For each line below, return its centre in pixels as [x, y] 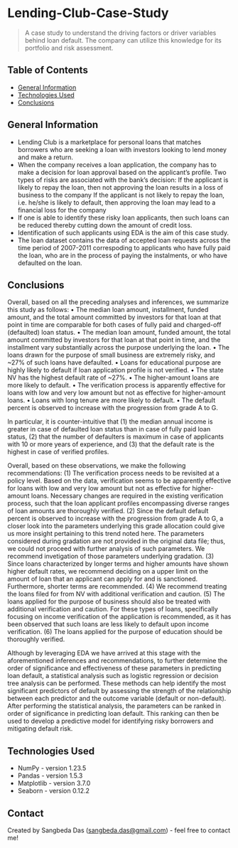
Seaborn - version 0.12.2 [54, 791]
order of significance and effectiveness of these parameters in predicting [114, 668]
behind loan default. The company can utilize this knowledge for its [123, 40]
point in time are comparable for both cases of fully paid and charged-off [114, 325]
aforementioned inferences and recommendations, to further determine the [118, 661]
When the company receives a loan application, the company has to [117, 164]
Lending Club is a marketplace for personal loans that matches [109, 142]
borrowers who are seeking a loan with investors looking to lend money [122, 149]
